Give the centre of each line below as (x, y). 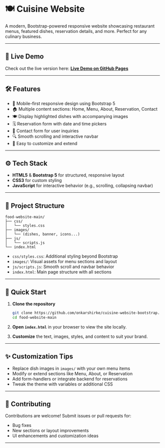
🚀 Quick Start (26, 292)
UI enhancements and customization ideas (55, 436)
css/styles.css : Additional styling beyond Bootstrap (65, 256)
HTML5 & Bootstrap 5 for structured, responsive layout (68, 175)
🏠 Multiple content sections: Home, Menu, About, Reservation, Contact (85, 109)
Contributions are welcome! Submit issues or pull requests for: (68, 416)
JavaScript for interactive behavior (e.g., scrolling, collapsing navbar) (82, 186)
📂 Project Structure (35, 206)
